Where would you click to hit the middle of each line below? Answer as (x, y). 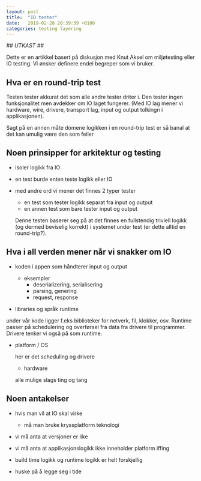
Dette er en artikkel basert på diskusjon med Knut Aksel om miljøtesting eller (100, 57)
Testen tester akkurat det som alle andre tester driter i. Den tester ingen (94, 97)
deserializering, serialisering (68, 284)
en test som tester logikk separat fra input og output (88, 202)
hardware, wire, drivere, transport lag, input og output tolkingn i (85, 110)
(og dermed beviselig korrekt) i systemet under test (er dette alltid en (100, 226)
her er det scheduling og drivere (55, 356)
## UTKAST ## (25, 46)
